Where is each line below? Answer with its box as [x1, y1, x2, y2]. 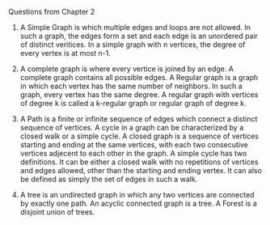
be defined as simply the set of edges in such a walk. [19, 174, 198, 184]
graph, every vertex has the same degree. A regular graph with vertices [19, 90, 259, 100]
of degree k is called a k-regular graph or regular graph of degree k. [19, 99, 247, 108]
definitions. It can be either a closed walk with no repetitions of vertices [19, 157, 259, 167]
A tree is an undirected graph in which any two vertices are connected [19, 190, 255, 199]
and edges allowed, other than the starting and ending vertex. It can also [19, 166, 263, 175]
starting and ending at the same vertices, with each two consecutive [19, 140, 249, 149]
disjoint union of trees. [19, 207, 95, 217]
